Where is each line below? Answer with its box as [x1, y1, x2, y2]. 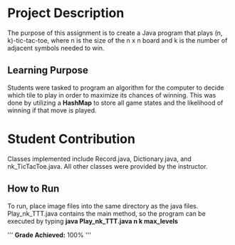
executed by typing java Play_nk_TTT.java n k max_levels [7, 217, 178, 225]
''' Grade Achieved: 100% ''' [7, 230, 91, 239]
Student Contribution [7, 130, 135, 147]
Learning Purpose [7, 64, 89, 76]
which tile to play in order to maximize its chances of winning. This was [7, 90, 216, 99]
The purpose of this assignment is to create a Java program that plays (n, [7, 28, 223, 37]
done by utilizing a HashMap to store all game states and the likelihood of [7, 98, 224, 107]
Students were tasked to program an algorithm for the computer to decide [7, 83, 224, 92]
